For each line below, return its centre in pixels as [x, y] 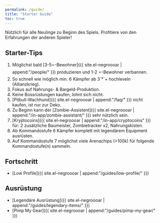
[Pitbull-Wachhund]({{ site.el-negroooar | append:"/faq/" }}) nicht [77, 100]
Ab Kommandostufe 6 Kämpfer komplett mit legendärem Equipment [80, 131]
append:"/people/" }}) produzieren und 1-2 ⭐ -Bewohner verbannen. [80, 72]
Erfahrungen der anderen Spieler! [38, 37]
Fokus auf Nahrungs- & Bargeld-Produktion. [56, 89]
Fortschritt [21, 162]
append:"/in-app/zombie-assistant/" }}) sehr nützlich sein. [70, 115]
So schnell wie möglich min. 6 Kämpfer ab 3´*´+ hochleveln [71, 79]
